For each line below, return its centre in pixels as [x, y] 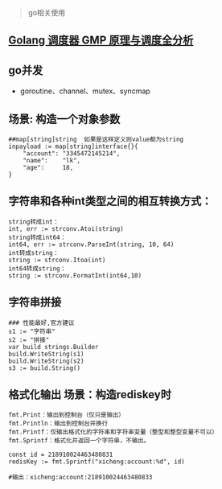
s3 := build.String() [45, 368]
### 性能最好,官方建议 [41, 323]
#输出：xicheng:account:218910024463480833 [80, 478]
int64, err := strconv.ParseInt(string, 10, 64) [91, 244]
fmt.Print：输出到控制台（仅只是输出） [66, 415]
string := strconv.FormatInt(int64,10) [75, 275]
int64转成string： [37, 269]
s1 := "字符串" [32, 331]
